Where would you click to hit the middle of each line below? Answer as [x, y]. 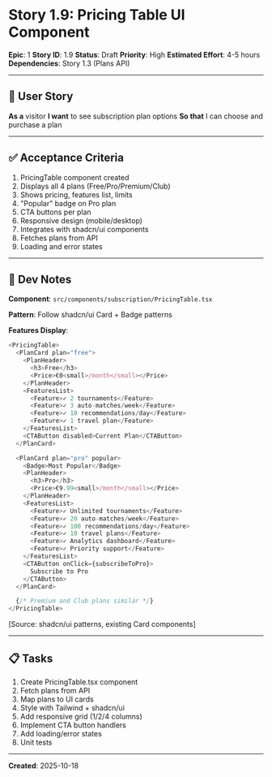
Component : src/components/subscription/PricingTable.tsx [110, 299]
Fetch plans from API [55, 690]
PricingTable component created [74, 177]
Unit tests [36, 742]
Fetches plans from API [59, 238]
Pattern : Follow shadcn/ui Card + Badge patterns [90, 315]
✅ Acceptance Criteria [66, 158]
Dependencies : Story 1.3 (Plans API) [69, 63]
